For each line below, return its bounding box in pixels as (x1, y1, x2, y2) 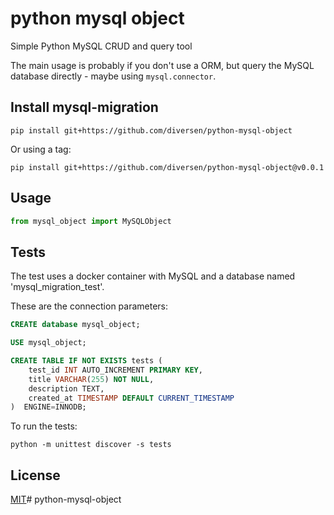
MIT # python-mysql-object (10, 493, 122, 506)
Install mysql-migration (10, 99, 159, 116)
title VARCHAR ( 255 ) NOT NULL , (28, 374, 155, 384)
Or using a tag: (10, 143, 72, 155)
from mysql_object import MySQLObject (10, 216, 172, 226)
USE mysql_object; (10, 338, 87, 348)
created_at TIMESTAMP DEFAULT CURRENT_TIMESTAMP (28, 393, 235, 403)
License (10, 467, 61, 484)
